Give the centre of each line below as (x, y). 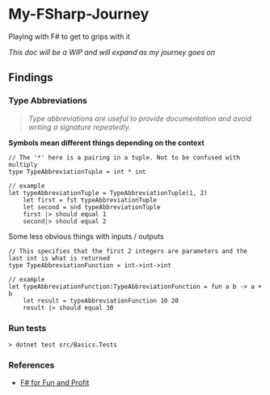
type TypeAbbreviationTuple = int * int (78, 172)
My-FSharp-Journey (79, 14)
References (32, 365)
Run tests (27, 328)
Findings (31, 78)
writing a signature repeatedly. (79, 127)
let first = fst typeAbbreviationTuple (90, 200)
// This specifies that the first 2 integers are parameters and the (128, 251)
